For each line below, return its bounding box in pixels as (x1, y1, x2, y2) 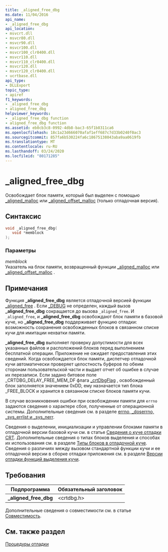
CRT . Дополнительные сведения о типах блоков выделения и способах (5, 434, 160, 441)
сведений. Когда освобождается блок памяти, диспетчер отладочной (5, 356, 156, 362)
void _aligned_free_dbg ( (5, 226, 58, 231)
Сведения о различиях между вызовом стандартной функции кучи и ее (5, 446, 160, 452)
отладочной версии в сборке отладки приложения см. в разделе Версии (5, 451, 163, 457)
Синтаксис (5, 212, 41, 221)
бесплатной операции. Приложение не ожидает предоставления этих (5, 350, 157, 356)
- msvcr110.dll (5, 54, 37, 60)
